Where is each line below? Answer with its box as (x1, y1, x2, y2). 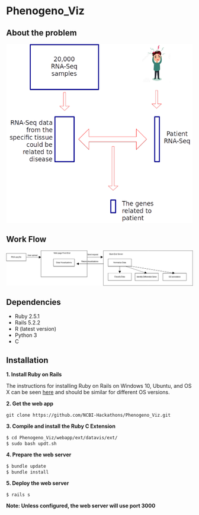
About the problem (6, 28, 77, 38)
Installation (6, 355, 49, 365)
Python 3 (14, 331, 37, 339)
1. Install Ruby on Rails (6, 371, 62, 378)
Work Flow (6, 234, 47, 244)
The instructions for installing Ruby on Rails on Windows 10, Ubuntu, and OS (6, 382, 192, 390)
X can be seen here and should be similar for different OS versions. (6, 389, 170, 396)
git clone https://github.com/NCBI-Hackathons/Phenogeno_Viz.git (6, 413, 171, 419)
